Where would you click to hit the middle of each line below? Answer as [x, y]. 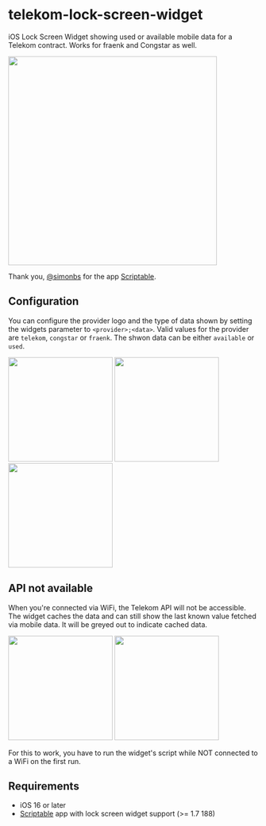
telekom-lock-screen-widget [106, 15]
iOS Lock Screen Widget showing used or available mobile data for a [120, 37]
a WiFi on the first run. [44, 761]
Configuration [44, 301]
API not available [51, 588]
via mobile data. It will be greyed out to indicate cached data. [108, 624]
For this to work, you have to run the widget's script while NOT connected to [133, 753]
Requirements [44, 786]
